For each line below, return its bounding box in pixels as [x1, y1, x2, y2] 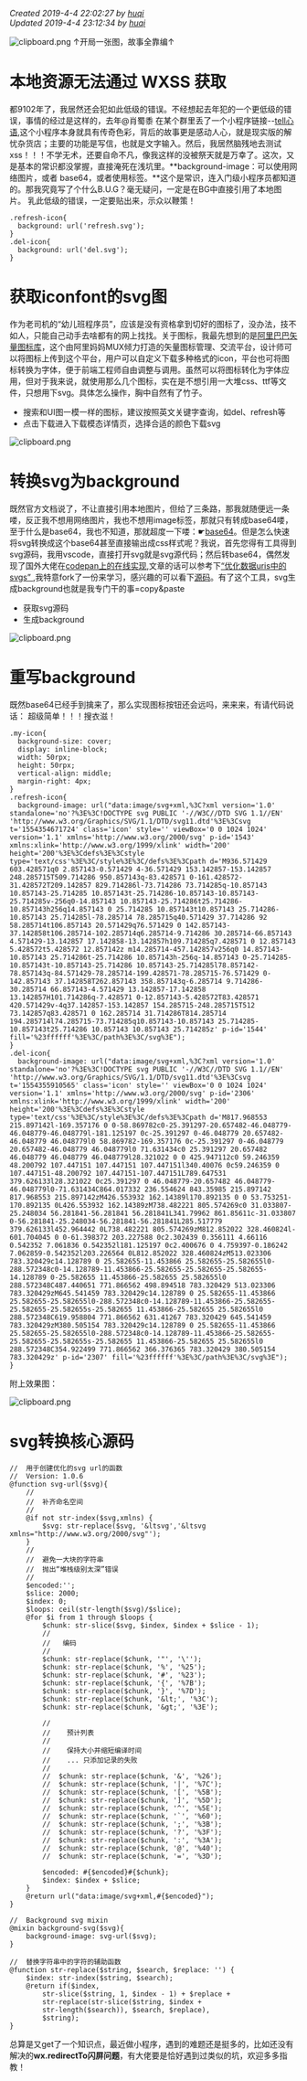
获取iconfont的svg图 [9, 287, 167, 307]
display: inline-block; [17, 744, 108, 753]
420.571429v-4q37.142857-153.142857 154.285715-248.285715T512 [9, 1000, 256, 1009]
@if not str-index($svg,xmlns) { [26, 1513, 153, 1522]
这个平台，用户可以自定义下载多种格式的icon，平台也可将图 [65, 352, 291, 364]
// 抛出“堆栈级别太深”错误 [26, 1564, 119, 1574]
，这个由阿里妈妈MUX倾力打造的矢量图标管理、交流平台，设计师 [41, 341, 285, 352]
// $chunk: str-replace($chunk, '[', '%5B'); [42, 1788, 223, 1797]
